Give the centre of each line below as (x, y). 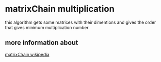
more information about (42, 43)
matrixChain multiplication (60, 9)
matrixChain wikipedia (27, 54)
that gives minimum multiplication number (47, 27)
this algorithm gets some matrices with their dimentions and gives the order (80, 22)
